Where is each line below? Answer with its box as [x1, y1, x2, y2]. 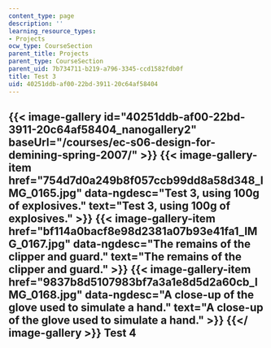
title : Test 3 [8, 72, 57, 80]
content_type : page [8, 11, 75, 20]
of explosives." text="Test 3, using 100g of [8, 198, 230, 212]
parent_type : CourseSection [8, 58, 104, 66]
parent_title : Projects [8, 50, 90, 58]
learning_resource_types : [8, 27, 96, 35]
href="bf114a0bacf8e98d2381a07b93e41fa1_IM [8, 224, 258, 238]
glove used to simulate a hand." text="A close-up [8, 300, 264, 314]
